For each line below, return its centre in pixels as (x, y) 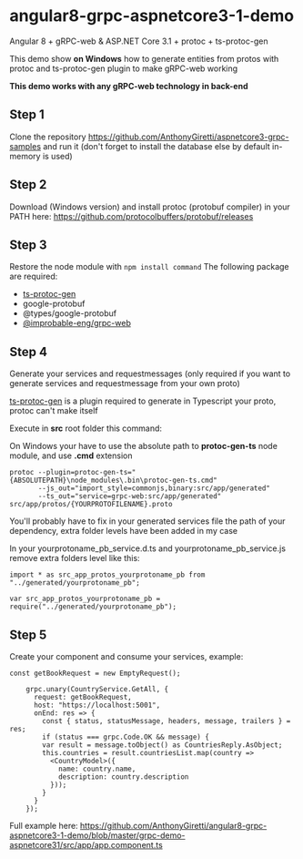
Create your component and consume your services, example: (126, 656)
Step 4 (29, 352)
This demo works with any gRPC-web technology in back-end (129, 86)
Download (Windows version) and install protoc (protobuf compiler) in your (150, 207)
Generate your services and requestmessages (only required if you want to (150, 373)
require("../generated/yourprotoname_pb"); (93, 607)
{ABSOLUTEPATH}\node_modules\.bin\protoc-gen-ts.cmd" (114, 481)
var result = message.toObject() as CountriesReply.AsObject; (162, 745)
